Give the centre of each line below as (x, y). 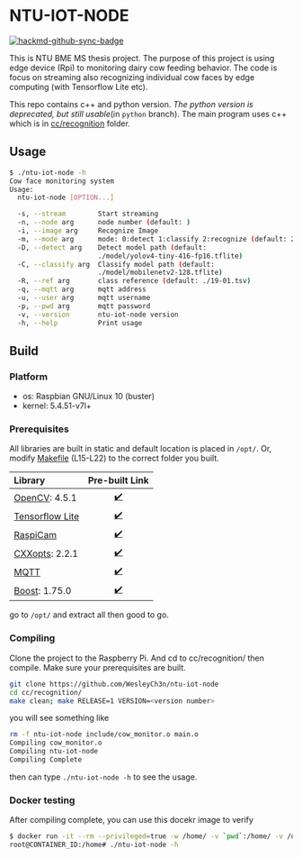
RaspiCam (36, 534)
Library (30, 480)
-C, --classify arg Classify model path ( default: (116, 264)
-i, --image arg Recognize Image (88, 231)
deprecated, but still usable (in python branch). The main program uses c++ (148, 114)
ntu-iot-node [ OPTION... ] (66, 198)
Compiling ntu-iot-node (54, 752)
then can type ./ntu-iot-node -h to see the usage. (103, 777)
